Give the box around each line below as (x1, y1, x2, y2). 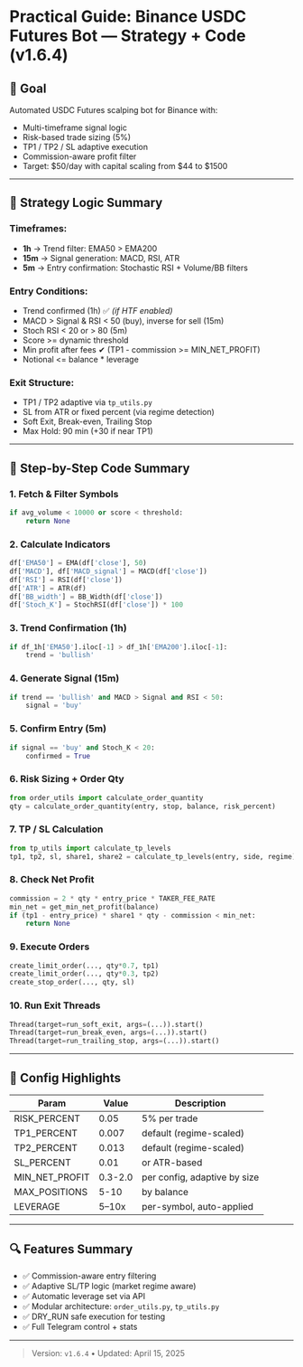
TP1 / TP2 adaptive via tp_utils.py (22, 397, 153, 408)
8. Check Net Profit (9, 873, 95, 886)
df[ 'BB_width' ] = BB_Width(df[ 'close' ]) (9, 592, 164, 601)
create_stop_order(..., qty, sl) (9, 978, 135, 987)
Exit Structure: (9, 376, 75, 389)
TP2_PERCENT (14, 1141, 78, 1154)
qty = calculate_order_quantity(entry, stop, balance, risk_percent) (9, 802, 277, 811)
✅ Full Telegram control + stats (22, 1321, 138, 1332)
